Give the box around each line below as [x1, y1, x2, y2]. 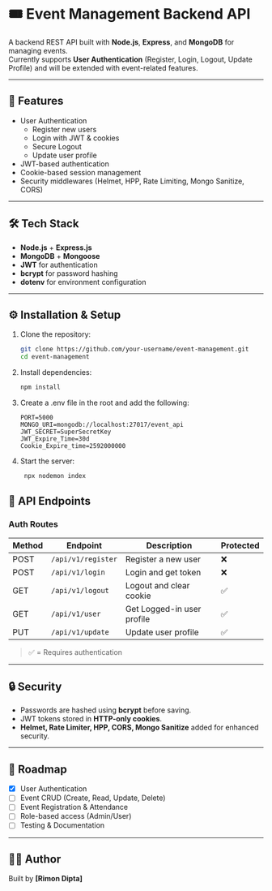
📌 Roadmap [8, 762, 67, 776]
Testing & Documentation [19, 820, 105, 830]
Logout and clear [125, 579, 190, 591]
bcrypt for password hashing [19, 268, 119, 278]
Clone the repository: [19, 329, 91, 339]
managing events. [8, 45, 68, 55]
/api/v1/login [51, 567, 105, 577]
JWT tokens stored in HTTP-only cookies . [19, 714, 163, 724]
